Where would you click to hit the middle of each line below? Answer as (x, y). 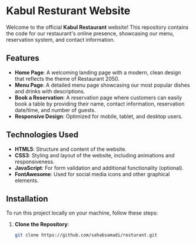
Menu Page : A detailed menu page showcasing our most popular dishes (102, 85)
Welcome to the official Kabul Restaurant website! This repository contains (97, 27)
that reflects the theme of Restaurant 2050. (67, 78)
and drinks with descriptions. (50, 91)
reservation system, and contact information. (61, 39)
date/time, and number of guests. (55, 110)
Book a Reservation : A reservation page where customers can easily (98, 97)
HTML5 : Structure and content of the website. (70, 149)
